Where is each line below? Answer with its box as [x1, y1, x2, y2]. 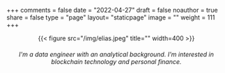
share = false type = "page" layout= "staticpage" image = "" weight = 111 [6, 13, 215, 22]
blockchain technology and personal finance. [51, 57, 182, 65]
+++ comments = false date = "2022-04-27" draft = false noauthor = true [6, 6, 218, 14]
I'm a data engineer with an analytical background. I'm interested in [19, 50, 214, 58]
